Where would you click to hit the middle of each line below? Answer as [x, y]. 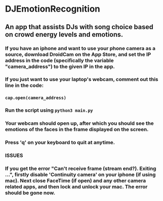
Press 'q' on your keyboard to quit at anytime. [60, 143]
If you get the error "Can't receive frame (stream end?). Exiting [81, 168]
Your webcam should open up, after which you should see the [80, 123]
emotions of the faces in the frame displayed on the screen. [77, 130]
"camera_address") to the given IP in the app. [60, 67]
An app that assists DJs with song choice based [79, 27]
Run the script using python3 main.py [49, 110]
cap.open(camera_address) [36, 98]
